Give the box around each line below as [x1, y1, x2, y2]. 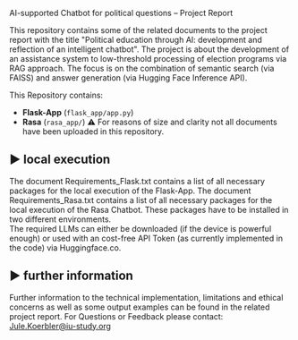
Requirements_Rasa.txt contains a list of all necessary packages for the [9, 194, 273, 205]
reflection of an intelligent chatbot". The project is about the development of [9, 44, 289, 55]
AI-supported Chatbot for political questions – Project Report [9, 8, 234, 18]
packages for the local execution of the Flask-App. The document [9, 185, 251, 196]
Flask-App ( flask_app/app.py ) [21, 107, 134, 117]
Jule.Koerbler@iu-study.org [9, 320, 112, 331]
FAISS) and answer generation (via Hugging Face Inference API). [9, 72, 248, 83]
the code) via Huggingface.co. [9, 242, 122, 253]
